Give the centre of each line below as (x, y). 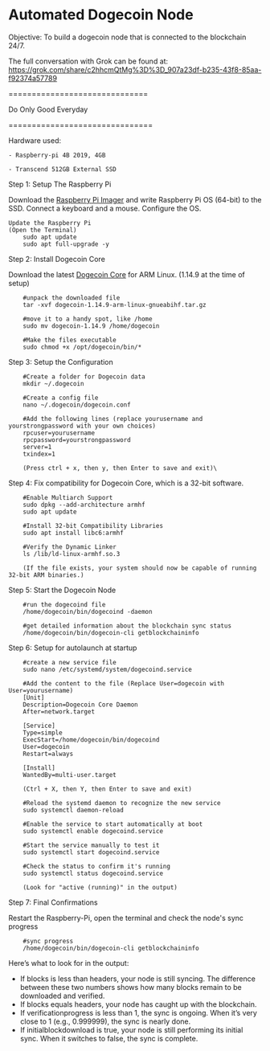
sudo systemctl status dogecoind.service (93, 873)
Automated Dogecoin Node (101, 15)
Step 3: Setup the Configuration (61, 362)
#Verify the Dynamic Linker (70, 547)
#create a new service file (70, 662)
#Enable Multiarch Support (68, 497)
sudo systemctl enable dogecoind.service (93, 831)
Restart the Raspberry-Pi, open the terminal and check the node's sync (126, 918)
